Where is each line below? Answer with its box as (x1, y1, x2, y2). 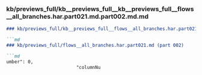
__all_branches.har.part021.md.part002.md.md (6, 12, 149, 20)
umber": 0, (6, 59, 34, 65)
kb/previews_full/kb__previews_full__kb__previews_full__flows (6, 5, 194, 13)
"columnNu (76, 64, 101, 70)
